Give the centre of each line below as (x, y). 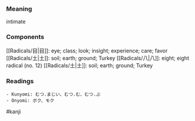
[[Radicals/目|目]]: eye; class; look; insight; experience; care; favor (87, 50)
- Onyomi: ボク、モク (30, 100)
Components (25, 37)
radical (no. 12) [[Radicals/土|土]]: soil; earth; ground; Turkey (79, 65)
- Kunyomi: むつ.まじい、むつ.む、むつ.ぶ (53, 94)
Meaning (19, 9)
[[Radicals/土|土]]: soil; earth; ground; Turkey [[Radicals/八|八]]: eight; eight (97, 58)
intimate (16, 22)
